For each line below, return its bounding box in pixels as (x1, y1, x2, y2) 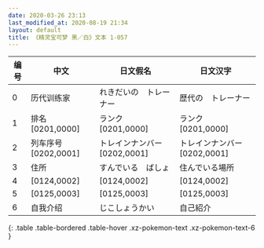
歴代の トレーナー (179, 93, 251, 104)
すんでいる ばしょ (99, 162, 170, 173)
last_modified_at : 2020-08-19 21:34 (8, 19, 128, 27)
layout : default (8, 26, 61, 34)
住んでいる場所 (179, 162, 234, 173)
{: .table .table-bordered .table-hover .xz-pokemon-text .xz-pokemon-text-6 (8, 223, 255, 232)
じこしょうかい (99, 202, 155, 213)
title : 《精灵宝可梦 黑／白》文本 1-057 (8, 33, 128, 42)
